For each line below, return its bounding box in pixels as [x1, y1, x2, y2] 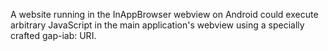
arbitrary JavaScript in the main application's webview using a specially [10, 19, 305, 31]
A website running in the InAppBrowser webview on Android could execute [10, 9, 319, 20]
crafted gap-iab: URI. [10, 30, 97, 41]
